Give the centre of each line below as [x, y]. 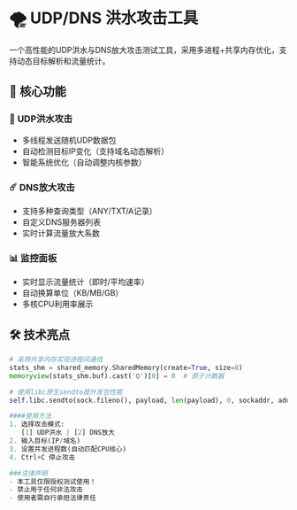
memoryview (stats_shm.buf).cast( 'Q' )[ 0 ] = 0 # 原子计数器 [117, 376]
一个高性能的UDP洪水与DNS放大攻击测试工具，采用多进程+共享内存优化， [145, 50]
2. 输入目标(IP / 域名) [45, 441]
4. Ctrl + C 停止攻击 [42, 457]
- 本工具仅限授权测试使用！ [53, 482]
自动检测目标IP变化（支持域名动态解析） [95, 151]
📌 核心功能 [38, 92]
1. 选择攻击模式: [37, 425]
